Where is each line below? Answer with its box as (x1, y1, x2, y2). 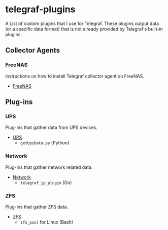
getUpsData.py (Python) (20, 140, 70, 146)
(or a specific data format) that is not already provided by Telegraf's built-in (5, 25, 163, 32)
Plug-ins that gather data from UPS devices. (5, 124, 97, 131)
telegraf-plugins (5, 4, 76, 15)
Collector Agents (5, 46, 60, 55)
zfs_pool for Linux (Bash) (20, 219, 74, 225)
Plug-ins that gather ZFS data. (5, 203, 69, 210)
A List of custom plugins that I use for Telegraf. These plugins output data (5, 20, 159, 27)
